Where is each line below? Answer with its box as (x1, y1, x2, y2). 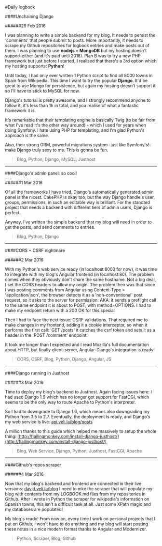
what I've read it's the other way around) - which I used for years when (5, 122, 146, 128)
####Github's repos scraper (5, 462, 62, 468)
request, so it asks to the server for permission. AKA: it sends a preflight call (5, 297, 156, 303)
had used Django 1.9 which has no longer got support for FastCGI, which (5, 394, 149, 400)
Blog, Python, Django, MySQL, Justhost (16, 156, 95, 162)
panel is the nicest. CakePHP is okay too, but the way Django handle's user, (5, 194, 155, 200)
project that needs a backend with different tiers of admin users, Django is (5, 204, 152, 210)
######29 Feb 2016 (5, 23, 46, 29)
